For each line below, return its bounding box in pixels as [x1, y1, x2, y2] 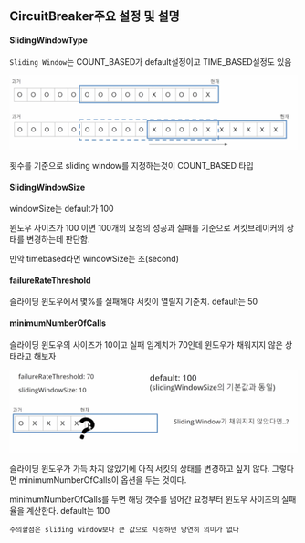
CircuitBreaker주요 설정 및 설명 [9, 8, 180, 25]
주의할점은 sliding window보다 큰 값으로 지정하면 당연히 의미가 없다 [9, 526, 239, 535]
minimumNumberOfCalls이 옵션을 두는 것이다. [18, 475, 187, 486]
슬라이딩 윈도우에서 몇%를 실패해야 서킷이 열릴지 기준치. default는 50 [9, 296, 258, 308]
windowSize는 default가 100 [9, 204, 114, 214]
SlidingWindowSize [9, 182, 86, 193]
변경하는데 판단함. [26, 234, 90, 245]
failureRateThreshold [9, 275, 91, 286]
